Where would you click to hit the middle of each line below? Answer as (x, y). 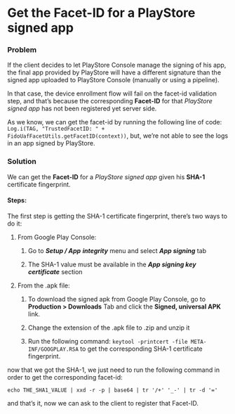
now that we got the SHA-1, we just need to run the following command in (113, 370)
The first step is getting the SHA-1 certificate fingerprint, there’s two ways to (117, 216)
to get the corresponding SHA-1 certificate (141, 349)
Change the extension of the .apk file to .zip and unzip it (109, 328)
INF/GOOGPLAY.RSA (53, 349)
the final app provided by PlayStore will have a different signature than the (114, 72)
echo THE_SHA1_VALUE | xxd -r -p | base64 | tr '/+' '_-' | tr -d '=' (113, 390)
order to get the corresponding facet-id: (65, 377)
